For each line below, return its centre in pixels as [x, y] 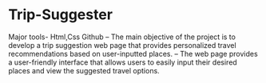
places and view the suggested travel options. [84, 70]
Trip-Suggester [61, 15]
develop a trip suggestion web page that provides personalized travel [123, 45]
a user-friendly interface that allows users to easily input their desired [123, 62]
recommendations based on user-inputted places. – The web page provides [133, 53]
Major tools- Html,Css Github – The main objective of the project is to [122, 37]
